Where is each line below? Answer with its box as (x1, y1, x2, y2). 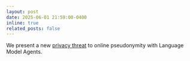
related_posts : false (6, 25, 61, 32)
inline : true (6, 20, 39, 26)
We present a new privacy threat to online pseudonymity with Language (6, 42, 184, 49)
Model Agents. (6, 48, 43, 56)
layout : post (6, 8, 39, 15)
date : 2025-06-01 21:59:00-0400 (6, 14, 87, 20)
